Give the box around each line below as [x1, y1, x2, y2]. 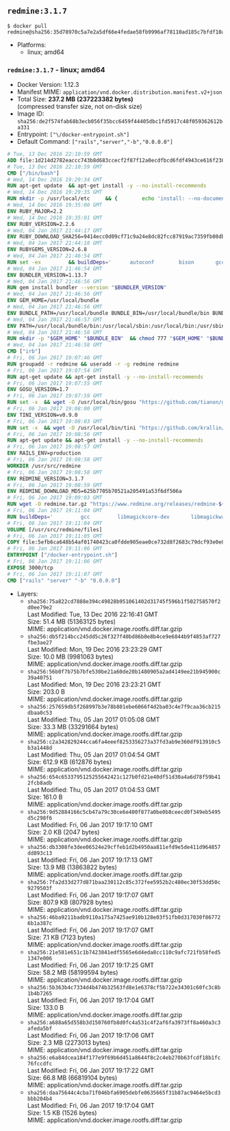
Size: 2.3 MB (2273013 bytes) [27, 1038, 111, 1047]
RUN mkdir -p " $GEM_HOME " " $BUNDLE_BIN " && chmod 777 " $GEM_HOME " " [7, 335, 210, 342]
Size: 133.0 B [27, 1003, 64, 1011]
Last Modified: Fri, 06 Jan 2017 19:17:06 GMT [27, 1031, 155, 1039]
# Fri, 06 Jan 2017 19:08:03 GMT [7, 418, 103, 424]
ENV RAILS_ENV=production [7, 450, 81, 457]
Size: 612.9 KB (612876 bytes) [27, 757, 112, 766]
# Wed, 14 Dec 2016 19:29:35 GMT [7, 189, 103, 196]
